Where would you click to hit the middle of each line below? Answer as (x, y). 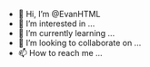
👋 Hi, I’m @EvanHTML (59, 14)
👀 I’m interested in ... (56, 24)
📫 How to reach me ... (60, 53)
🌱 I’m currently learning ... (66, 33)
